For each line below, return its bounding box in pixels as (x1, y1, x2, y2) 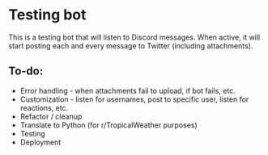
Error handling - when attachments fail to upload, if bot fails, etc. (19, 86, 236, 95)
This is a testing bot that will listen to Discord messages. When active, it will (8, 32, 261, 42)
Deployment (19, 137, 62, 147)
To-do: (8, 65, 44, 78)
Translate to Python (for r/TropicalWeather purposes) (19, 119, 198, 130)
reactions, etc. (19, 103, 69, 112)
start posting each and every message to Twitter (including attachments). (8, 40, 253, 50)
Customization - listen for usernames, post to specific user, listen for (19, 94, 249, 104)
